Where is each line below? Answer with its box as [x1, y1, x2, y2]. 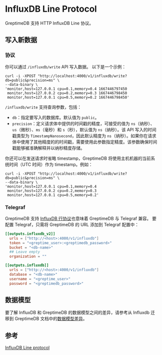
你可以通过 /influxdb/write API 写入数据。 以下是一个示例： [5, 63, 126, 69]
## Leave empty [9, 250, 40, 254]
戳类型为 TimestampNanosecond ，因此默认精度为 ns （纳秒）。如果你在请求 [12, 133, 157, 139]
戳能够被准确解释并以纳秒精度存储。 [12, 145, 85, 151]
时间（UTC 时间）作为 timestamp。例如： [9, 161, 93, 167]
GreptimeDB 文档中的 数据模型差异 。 [14, 316, 88, 322]
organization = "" [9, 254, 47, 259]
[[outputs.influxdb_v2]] [5, 231, 55, 236]
